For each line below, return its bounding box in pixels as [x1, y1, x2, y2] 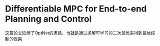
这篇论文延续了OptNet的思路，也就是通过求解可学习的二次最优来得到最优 [5, 30, 151, 35]
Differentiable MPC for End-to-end [5, 3, 147, 14]
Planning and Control [5, 13, 92, 24]
